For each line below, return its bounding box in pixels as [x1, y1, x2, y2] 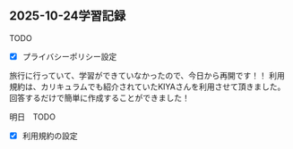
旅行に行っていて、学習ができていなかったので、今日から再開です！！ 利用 [9, 70, 285, 80]
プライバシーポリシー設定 [22, 51, 117, 62]
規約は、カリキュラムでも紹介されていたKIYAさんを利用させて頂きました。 [9, 81, 286, 92]
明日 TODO [9, 111, 56, 122]
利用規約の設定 [22, 130, 78, 141]
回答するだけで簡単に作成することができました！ [9, 92, 190, 103]
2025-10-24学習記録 [9, 8, 126, 24]
